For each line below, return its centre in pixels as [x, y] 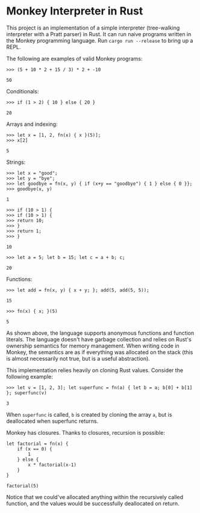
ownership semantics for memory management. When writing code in [93, 346]
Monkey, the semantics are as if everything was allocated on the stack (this [100, 352]
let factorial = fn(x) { [37, 444]
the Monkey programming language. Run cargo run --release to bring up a [100, 40]
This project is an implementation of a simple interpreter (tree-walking [93, 28]
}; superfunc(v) [27, 393]
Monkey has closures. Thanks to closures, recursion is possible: [86, 432]
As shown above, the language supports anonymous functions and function [100, 333]
